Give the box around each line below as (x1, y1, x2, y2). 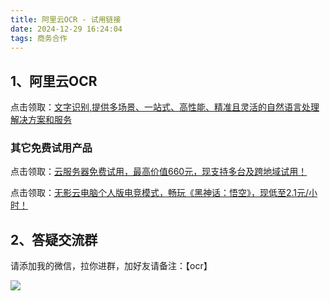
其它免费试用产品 (10, 141, 93, 155)
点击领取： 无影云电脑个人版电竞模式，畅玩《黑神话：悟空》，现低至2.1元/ (10, 187, 310, 199)
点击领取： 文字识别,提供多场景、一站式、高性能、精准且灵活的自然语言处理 (10, 101, 320, 113)
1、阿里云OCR (10, 72, 98, 90)
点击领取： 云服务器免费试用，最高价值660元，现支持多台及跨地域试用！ (10, 166, 308, 178)
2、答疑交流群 (10, 231, 98, 248)
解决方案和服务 (10, 114, 72, 126)
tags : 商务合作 (10, 33, 68, 43)
